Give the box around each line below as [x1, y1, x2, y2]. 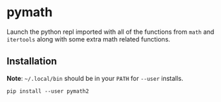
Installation [6, 56, 57, 68]
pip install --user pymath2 [6, 87, 90, 95]
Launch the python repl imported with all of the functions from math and [6, 27, 215, 36]
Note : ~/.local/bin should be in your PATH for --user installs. [6, 74, 184, 82]
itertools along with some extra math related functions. [6, 34, 171, 43]
